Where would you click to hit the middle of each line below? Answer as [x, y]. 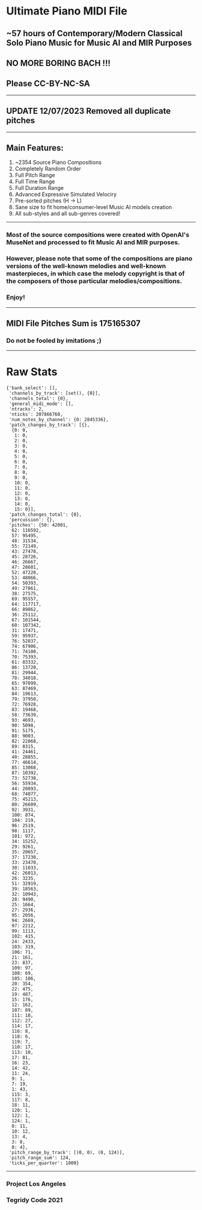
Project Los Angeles [36, 1184]
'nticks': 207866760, [36, 415]
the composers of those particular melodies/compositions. [94, 281]
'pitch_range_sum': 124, [40, 1158]
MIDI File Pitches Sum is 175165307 [73, 323]
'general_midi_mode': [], [41, 404]
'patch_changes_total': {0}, [45, 515]
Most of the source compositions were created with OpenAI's [98, 235]
